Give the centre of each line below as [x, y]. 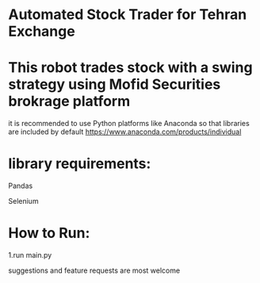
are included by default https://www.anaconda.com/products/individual [125, 132]
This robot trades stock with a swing [130, 68]
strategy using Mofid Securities [115, 84]
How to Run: [49, 233]
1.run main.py [30, 255]
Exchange [42, 31]
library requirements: [80, 164]
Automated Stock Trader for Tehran [128, 15]
